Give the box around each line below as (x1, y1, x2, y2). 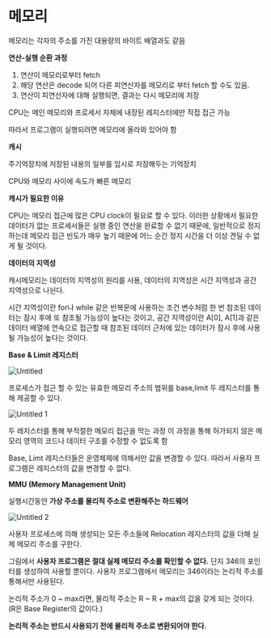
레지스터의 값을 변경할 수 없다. (36, 463, 132, 473)
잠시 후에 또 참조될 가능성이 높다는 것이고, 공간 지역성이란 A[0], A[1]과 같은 (23, 312, 260, 322)
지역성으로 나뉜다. (8, 285, 66, 295)
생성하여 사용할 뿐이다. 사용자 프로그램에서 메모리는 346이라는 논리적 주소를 (23, 566, 264, 576)
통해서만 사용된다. (8, 576, 66, 586)
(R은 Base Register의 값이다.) (8, 603, 104, 613)
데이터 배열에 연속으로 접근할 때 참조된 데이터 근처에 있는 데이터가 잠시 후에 (8, 323, 246, 332)
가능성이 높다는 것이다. (16, 332, 89, 342)
